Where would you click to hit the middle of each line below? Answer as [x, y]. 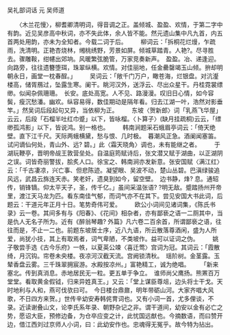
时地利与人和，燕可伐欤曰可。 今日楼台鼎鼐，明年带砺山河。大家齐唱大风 [111, 290]
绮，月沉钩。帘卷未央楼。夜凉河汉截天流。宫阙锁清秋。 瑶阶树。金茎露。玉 [114, 256]
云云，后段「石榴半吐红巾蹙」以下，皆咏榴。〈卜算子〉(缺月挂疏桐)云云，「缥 [114, 119]
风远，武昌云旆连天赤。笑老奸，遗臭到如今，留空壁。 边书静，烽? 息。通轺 [113, 179]
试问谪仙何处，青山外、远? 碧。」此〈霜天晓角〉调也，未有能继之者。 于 [114, 145]
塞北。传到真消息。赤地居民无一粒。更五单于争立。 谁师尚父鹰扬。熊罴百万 [114, 273]
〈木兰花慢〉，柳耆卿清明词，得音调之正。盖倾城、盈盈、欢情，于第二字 [118, 25]
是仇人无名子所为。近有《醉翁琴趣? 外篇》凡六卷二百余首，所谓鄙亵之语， [112, 222]
